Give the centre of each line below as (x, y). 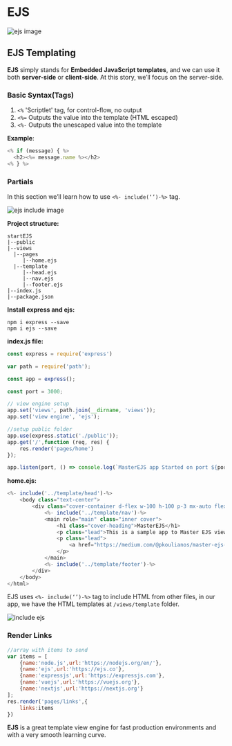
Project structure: (33, 223)
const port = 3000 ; (35, 391)
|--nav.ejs (38, 278)
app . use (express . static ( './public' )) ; (63, 436)
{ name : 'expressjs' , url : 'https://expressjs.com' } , (93, 676)
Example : (21, 139)
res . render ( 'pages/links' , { (48, 701)
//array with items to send (48, 650)
